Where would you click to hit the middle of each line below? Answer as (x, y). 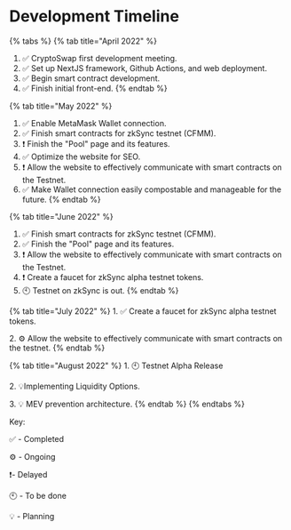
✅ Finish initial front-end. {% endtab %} (94, 88)
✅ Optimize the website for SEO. (81, 157)
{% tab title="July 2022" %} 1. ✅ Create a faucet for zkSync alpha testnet (143, 311)
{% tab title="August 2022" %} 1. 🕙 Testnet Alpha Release (116, 365)
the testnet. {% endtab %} (57, 348)
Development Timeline (94, 16)
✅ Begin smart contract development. (91, 78)
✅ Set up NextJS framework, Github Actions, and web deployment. (145, 68)
